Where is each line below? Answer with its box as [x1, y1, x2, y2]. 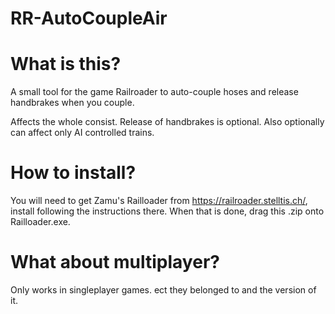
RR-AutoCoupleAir [10, 7, 168, 30]
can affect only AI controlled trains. [10, 127, 155, 139]
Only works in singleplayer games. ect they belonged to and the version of [10, 284, 317, 296]
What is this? [10, 53, 122, 76]
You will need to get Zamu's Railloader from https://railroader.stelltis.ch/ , [10, 195, 308, 207]
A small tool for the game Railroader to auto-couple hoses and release [10, 86, 299, 98]
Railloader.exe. [10, 216, 71, 228]
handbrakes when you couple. [10, 97, 135, 109]
